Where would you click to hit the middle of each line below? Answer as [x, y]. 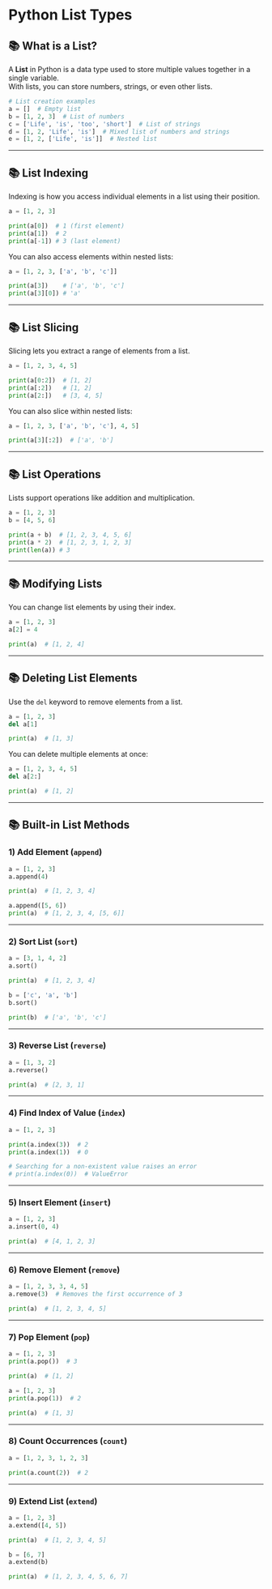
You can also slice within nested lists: [70, 411]
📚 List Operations [55, 474]
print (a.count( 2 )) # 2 [49, 1472]
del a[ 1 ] [23, 724]
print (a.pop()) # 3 [43, 1362]
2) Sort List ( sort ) [43, 942]
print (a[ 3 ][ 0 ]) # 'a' [45, 293]
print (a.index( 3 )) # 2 [49, 1144]
